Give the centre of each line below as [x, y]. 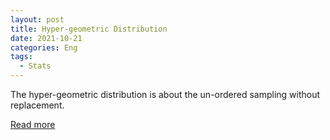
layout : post [37, 19]
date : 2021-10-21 [46, 38]
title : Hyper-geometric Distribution [89, 29]
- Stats [35, 66]
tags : [21, 57]
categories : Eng [44, 47]
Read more [33, 124]
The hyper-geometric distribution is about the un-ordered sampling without [165, 94]
